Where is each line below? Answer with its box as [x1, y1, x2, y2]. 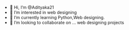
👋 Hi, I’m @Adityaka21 [9, 5, 54, 10]
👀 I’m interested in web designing [9, 10, 77, 15]
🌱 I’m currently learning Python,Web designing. [9, 15, 105, 20]
